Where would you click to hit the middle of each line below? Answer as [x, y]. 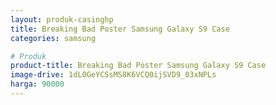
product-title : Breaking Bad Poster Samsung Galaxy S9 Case [138, 66]
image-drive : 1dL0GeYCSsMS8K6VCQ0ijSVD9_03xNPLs [113, 75]
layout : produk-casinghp [62, 19]
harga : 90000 [37, 84]
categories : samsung [53, 38]
